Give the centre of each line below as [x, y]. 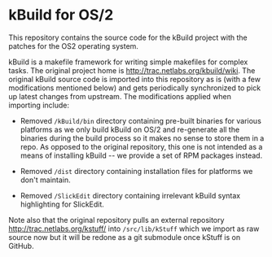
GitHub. [21, 246]
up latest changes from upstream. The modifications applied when [120, 96]
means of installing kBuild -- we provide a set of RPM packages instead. [141, 155]
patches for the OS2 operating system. [73, 46]
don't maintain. [45, 180]
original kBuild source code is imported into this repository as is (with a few [134, 79]
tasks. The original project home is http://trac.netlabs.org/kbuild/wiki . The [132, 70]
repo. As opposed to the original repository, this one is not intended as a [141, 146]
